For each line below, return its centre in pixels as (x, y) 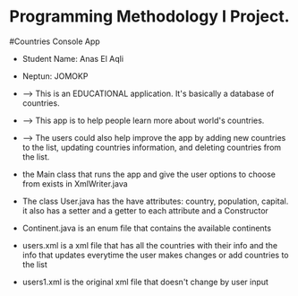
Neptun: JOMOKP (55, 76)
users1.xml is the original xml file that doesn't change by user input (145, 282)
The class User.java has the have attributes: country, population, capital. (155, 201)
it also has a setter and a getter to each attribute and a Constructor (145, 210)
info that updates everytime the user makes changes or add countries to (155, 255)
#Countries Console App (55, 41)
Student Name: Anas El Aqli (72, 58)
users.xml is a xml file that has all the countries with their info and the (150, 245)
